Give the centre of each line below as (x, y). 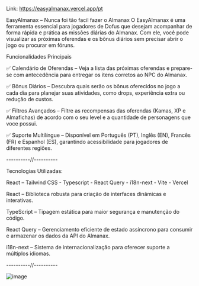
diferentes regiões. (29, 148)
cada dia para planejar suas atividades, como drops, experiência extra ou (96, 93)
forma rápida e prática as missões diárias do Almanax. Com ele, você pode (98, 33)
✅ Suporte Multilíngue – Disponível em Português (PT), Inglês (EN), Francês (99, 135)
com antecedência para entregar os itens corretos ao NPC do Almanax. (100, 75)
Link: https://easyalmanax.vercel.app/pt (54, 9)
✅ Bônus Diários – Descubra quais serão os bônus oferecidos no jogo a (93, 86)
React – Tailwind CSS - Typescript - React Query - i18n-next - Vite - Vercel (97, 182)
